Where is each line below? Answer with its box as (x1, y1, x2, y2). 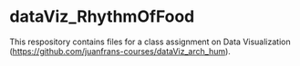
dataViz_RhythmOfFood (9, 6, 195, 27)
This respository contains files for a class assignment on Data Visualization (9, 36, 291, 47)
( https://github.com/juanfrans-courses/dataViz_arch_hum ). (9, 45, 231, 56)
